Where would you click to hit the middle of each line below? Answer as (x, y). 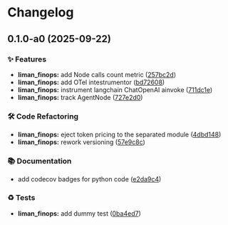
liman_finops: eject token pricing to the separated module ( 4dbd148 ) (119, 135)
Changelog (41, 12)
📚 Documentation (40, 161)
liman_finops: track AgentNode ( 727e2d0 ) (80, 97)
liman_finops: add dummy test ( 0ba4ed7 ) (79, 213)
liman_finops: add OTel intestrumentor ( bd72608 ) (91, 82)
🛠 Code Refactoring (43, 116)
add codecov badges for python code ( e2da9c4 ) (89, 179)
